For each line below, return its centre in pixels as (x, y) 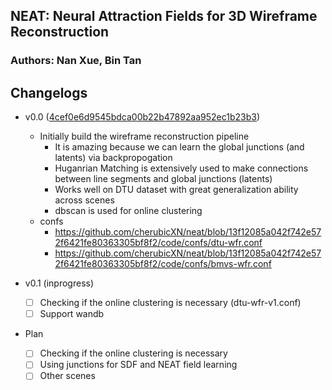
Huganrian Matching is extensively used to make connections (181, 168)
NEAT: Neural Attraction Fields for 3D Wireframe (164, 16)
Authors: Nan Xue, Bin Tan (76, 61)
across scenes (84, 200)
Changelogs (49, 92)
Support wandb (72, 314)
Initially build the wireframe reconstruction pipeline (144, 136)
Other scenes (67, 376)
